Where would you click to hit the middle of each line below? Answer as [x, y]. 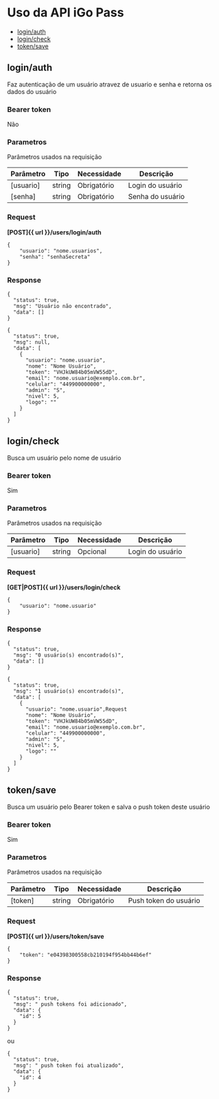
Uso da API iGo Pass [66, 13]
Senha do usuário [157, 197]
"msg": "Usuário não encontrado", [62, 306]
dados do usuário [32, 91]
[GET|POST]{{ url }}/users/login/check [64, 587]
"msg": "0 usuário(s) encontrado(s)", [69, 655]
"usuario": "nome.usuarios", [61, 251]
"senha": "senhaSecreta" [55, 257]
